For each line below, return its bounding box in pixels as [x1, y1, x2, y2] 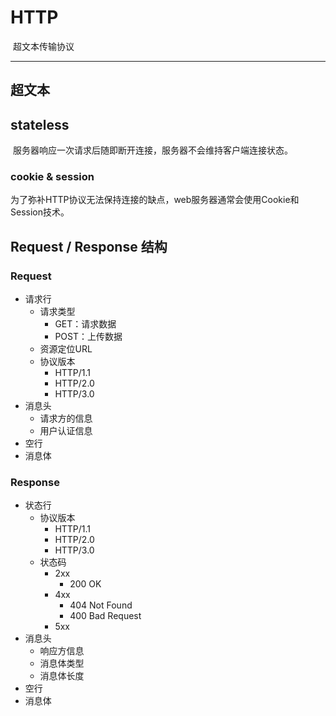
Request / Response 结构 [10, 238, 168, 255]
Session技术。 [10, 206, 70, 218]
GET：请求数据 [54, 318, 117, 330]
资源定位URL [39, 343, 93, 355]
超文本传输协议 [12, 40, 75, 52]
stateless [10, 116, 70, 133]
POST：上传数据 [54, 331, 123, 343]
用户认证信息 [39, 425, 93, 437]
